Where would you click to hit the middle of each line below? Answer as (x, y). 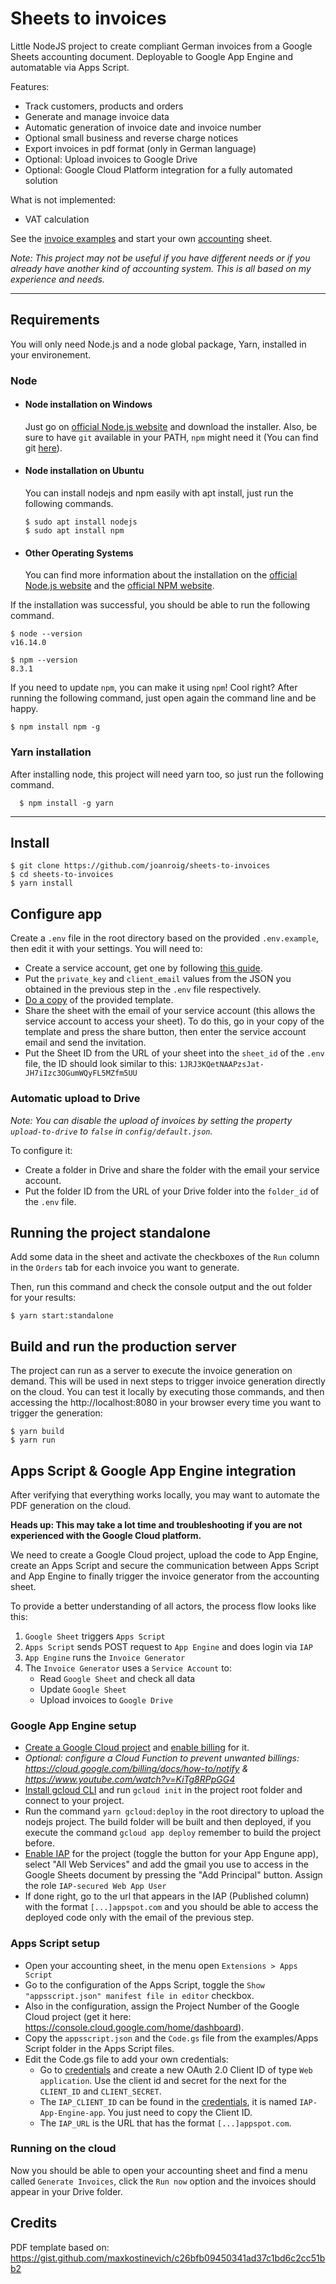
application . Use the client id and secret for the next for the (163, 2080)
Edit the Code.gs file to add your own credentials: (126, 2059)
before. (39, 1843)
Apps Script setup (55, 1944)
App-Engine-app (71, 2113)
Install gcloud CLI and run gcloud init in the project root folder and (163, 1790)
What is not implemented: (63, 199)
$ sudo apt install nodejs (81, 522)
